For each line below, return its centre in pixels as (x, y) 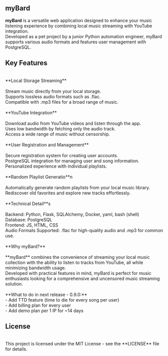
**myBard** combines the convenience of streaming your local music (77, 257)
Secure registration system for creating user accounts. (62, 155)
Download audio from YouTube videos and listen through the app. (73, 123)
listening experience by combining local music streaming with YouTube (79, 26)
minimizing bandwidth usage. (36, 268)
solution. (14, 283)
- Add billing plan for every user (38, 305)
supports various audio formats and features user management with (76, 42)
